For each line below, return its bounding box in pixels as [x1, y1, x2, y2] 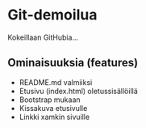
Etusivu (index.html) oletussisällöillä [19, 86, 138, 96]
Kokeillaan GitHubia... [7, 32, 78, 42]
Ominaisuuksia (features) [7, 56, 139, 70]
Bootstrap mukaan [19, 95, 81, 105]
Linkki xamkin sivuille [19, 112, 90, 122]
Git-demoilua [7, 6, 98, 24]
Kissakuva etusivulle [19, 103, 88, 113]
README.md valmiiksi [19, 77, 93, 87]
